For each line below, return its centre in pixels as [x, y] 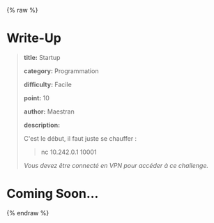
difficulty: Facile [48, 84]
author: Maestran [49, 111]
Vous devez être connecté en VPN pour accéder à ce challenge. [116, 165]
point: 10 [36, 98]
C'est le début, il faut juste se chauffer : [80, 138]
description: [42, 125]
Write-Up [34, 38]
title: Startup [42, 57]
